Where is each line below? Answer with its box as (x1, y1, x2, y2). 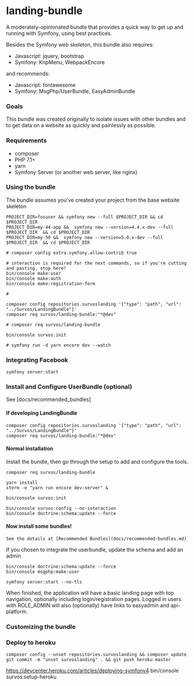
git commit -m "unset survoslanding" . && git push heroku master (6, 657, 171, 663)
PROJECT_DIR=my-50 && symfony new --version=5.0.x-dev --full (6, 235, 164, 240)
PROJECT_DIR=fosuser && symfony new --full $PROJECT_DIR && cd (6, 214, 164, 220)
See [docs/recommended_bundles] (6, 396, 92, 403)
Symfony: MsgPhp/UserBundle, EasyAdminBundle (14, 87, 136, 94)
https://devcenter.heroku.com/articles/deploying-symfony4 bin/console (6, 667, 179, 674)
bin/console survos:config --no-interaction (6, 505, 116, 511)
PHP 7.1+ (14, 156, 36, 163)
